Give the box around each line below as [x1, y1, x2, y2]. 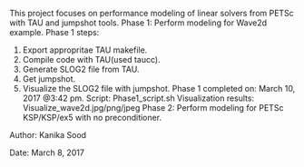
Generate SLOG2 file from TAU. [22, 64, 140, 74]
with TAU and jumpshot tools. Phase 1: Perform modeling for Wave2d [9, 17, 268, 28]
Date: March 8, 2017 [9, 147, 84, 158]
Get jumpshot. [22, 74, 76, 84]
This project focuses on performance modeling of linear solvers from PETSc [9, 8, 295, 18]
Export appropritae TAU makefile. [22, 44, 148, 55]
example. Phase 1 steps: [9, 27, 100, 37]
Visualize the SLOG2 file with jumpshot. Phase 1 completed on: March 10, [22, 83, 296, 93]
